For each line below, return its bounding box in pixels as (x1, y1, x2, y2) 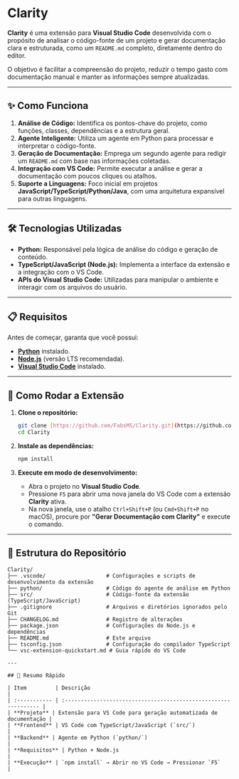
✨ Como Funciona (7, 100, 89, 112)
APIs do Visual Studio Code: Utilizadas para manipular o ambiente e (17, 275, 219, 284)
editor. (7, 51, 26, 60)
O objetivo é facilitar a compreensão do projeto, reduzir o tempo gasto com (7, 65, 228, 73)
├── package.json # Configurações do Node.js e (7, 622, 196, 629)
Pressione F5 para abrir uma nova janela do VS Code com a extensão (28, 489, 231, 498)
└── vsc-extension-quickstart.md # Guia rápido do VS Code (7, 647, 186, 654)
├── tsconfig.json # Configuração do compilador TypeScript (7, 640, 231, 648)
